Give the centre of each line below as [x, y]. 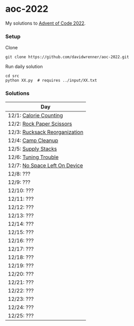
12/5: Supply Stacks [32, 148]
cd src [12, 76]
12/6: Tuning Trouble [33, 157]
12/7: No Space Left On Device [46, 165]
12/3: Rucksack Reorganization [46, 132]
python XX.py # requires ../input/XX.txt [51, 81]
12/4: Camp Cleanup [33, 140]
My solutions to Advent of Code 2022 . [46, 23]
